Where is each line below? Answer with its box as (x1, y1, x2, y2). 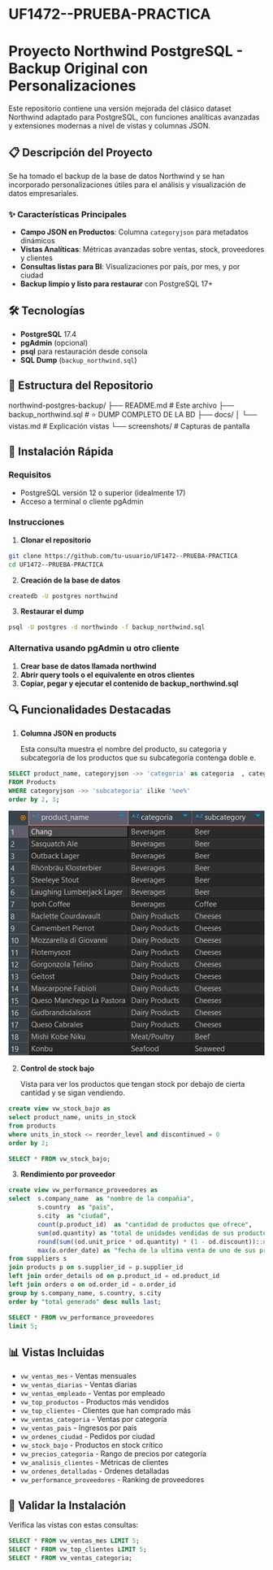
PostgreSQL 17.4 (19, 329, 77, 339)
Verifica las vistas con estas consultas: (8, 1520, 139, 1530)
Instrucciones (8, 517, 65, 528)
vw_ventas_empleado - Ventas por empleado (19, 1389, 165, 1398)
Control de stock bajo (19, 1063, 95, 1074)
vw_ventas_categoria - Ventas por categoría (19, 1415, 167, 1424)
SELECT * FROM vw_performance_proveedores (8, 1313, 154, 1322)
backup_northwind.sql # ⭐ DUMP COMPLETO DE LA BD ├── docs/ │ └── (8, 409, 258, 419)
